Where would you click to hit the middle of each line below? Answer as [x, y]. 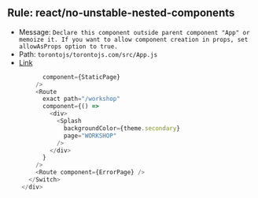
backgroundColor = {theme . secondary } [122, 128]
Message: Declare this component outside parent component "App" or [134, 32]
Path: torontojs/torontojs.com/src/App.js [88, 54]
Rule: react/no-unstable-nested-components [121, 13]
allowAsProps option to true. [68, 47]
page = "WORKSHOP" [90, 136]
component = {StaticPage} [81, 77]
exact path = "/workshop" [81, 99]
